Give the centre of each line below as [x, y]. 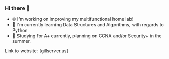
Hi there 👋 [17, 8]
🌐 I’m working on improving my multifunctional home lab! [73, 19]
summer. [22, 41]
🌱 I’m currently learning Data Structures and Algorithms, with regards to [88, 25]
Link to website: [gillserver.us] [36, 51]
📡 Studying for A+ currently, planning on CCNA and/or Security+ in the [87, 36]
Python [20, 31]
